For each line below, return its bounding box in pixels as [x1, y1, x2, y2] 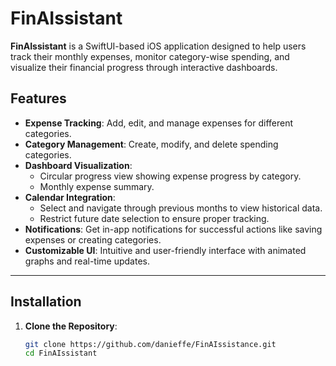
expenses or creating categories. [24, 233, 162, 246]
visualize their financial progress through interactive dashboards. [10, 61, 278, 73]
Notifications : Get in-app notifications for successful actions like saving [24, 223, 323, 235]
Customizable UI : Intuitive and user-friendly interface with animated [24, 244, 307, 256]
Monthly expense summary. [39, 180, 155, 192]
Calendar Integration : [24, 191, 116, 203]
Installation [10, 293, 82, 311]
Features [10, 90, 67, 107]
